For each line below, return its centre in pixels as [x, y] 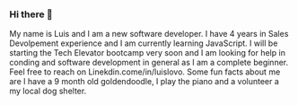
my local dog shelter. [48, 91]
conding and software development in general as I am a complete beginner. [149, 63]
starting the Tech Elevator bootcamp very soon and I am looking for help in [147, 53]
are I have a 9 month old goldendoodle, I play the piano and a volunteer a [145, 82]
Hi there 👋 [31, 14]
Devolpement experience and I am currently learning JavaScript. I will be [144, 43]
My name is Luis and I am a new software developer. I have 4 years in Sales [149, 34]
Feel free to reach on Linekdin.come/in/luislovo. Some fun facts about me [145, 72]
